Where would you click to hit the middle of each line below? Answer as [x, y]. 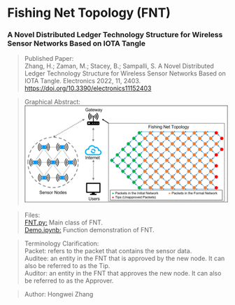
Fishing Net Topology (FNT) [89, 13]
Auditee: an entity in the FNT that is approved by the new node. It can [124, 258]
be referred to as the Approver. [69, 281]
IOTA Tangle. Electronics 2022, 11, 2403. [83, 81]
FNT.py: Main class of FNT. [64, 222]
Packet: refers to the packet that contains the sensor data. [108, 251]
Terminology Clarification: [62, 243]
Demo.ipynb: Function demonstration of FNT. [90, 230]
